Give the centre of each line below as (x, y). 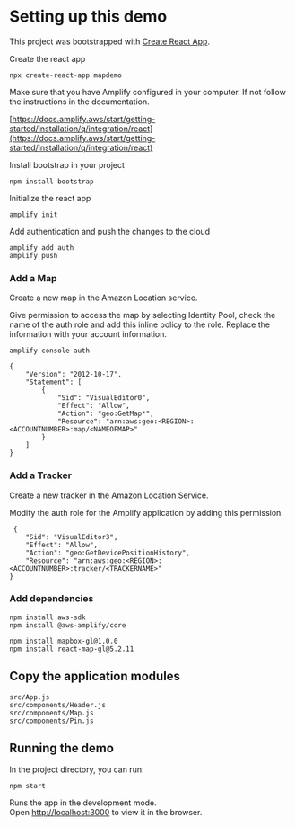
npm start (28, 786)
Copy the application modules (95, 676)
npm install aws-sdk (48, 617)
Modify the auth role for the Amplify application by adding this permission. (147, 512)
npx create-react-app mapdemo (66, 75)
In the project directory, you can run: (77, 769)
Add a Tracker (40, 475)
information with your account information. (88, 334)
